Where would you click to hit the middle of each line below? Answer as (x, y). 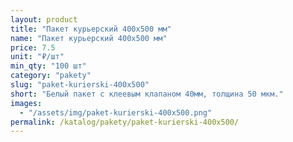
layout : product (44, 19)
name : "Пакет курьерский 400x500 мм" (89, 38)
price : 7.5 (33, 47)
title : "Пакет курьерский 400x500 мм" (91, 29)
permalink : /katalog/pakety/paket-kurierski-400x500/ (125, 122)
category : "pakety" (51, 76)
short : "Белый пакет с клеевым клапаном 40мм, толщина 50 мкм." (147, 94)
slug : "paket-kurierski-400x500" (80, 85)
